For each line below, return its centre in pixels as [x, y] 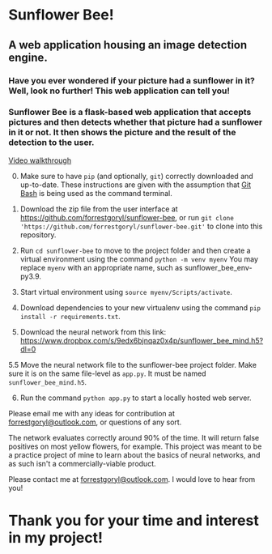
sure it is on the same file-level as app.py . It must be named [107, 373]
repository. [38, 234]
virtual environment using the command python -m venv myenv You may [139, 259]
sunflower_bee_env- [219, 267]
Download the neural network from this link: [93, 332]
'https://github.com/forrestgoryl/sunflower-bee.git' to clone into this [141, 226]
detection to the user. [51, 143]
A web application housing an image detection [128, 45]
